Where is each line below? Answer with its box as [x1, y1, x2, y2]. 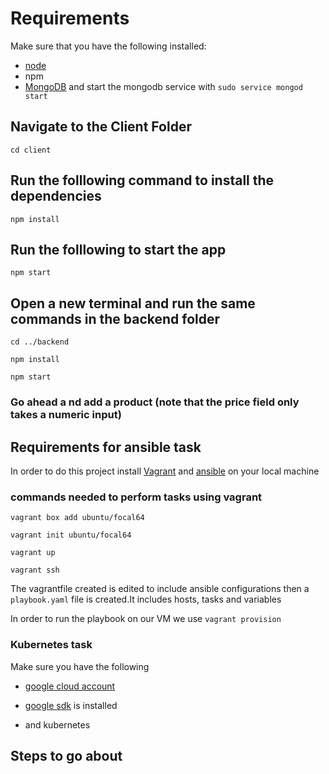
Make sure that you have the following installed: [10, 40, 207, 52]
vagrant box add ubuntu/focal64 [10, 513, 145, 523]
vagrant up [10, 548, 56, 558]
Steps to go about [10, 747, 123, 764]
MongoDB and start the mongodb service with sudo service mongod [24, 80, 303, 92]
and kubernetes [24, 718, 91, 731]
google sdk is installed [24, 699, 118, 711]
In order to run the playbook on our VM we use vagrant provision [10, 613, 282, 625]
